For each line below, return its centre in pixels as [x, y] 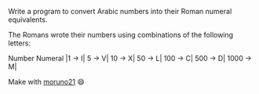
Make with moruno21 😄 [46, 82]
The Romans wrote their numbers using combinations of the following [121, 35]
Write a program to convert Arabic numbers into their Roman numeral [120, 11]
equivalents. [28, 20]
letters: [20, 43]
